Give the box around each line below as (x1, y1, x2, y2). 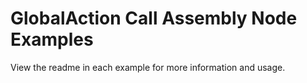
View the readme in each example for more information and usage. (10, 61, 286, 73)
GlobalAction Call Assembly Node (10, 7, 298, 30)
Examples (10, 28, 94, 51)
